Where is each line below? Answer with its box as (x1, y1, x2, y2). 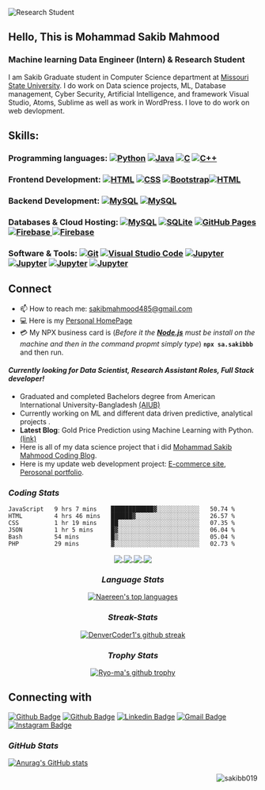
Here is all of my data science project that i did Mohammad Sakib (19, 442, 233, 451)
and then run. (19, 347, 64, 357)
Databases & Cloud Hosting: (8, 217, 119, 228)
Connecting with (8, 691, 93, 704)
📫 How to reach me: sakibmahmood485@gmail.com (19, 304, 192, 313)
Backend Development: (8, 195, 100, 206)
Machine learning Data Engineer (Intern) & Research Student (8, 54, 245, 65)
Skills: (8, 129, 40, 143)
